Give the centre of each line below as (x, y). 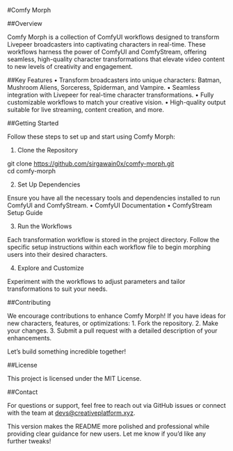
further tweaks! (29, 441)
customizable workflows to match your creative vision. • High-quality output (116, 102)
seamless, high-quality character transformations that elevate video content (116, 59)
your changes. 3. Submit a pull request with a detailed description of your (112, 331)
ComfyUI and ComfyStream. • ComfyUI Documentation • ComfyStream (110, 205)
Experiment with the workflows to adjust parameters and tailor (96, 282)
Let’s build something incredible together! (67, 351)
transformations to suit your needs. (57, 289)
